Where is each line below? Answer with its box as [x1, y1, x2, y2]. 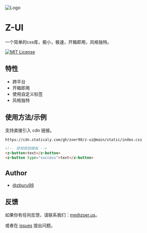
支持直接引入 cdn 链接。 [5, 127, 54, 133]
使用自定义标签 [12, 91, 43, 97]
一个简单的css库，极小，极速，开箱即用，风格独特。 [5, 39, 112, 45]
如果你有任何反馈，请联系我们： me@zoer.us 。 [5, 212, 100, 218]
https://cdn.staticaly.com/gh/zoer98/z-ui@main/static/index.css [5, 137, 142, 142]
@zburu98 [12, 182, 34, 188]
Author [5, 169, 27, 177]
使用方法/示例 [5, 113, 47, 121]
